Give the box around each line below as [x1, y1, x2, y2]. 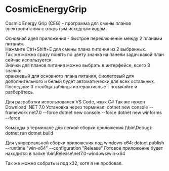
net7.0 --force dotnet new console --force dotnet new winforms [29, 109, 162, 116]
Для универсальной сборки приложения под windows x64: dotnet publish [5, 140, 164, 146]
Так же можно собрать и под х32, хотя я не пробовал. [5, 160, 123, 166]
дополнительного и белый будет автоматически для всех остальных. [5, 78, 155, 84]
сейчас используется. [5, 56, 53, 63]
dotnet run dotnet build [5, 130, 53, 136]
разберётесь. [5, 89, 34, 95]
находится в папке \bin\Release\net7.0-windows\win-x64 [5, 150, 125, 156]
